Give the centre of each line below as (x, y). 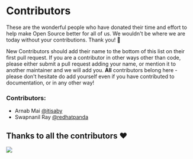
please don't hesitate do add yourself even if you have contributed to (90, 76)
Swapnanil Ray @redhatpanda (52, 117)
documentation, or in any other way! (50, 82)
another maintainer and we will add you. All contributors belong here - (92, 70)
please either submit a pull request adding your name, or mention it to (91, 64)
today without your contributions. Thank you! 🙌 (63, 40)
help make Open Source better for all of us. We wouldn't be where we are (96, 33)
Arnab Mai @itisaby (38, 111)
